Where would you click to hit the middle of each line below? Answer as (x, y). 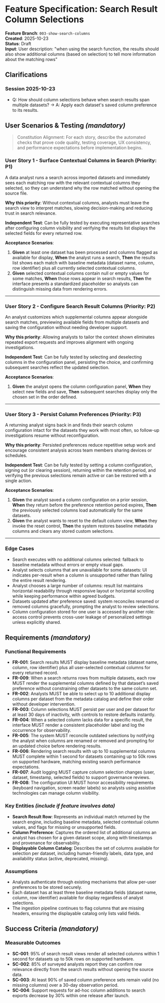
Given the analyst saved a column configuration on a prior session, (80, 500)
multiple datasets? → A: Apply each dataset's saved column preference (84, 105)
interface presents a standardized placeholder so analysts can (75, 284)
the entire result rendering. (39, 580)
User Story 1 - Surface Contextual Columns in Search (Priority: (81, 161)
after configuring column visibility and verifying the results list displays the (80, 228)
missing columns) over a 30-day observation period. (65, 985)
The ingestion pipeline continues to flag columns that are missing (78, 908)
